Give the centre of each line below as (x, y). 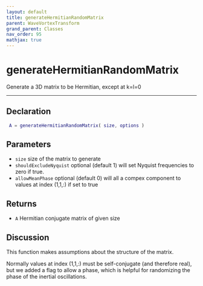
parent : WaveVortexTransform (43, 23)
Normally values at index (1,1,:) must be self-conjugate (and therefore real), (99, 264)
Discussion (28, 237)
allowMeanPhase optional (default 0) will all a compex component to (98, 178)
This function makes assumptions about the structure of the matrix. (90, 252)
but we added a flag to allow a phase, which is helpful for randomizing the (98, 270)
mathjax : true (24, 40)
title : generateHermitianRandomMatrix (55, 18)
